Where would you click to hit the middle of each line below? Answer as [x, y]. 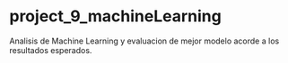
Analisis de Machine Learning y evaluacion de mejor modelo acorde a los [144, 41]
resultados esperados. [51, 50]
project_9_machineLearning [115, 16]
